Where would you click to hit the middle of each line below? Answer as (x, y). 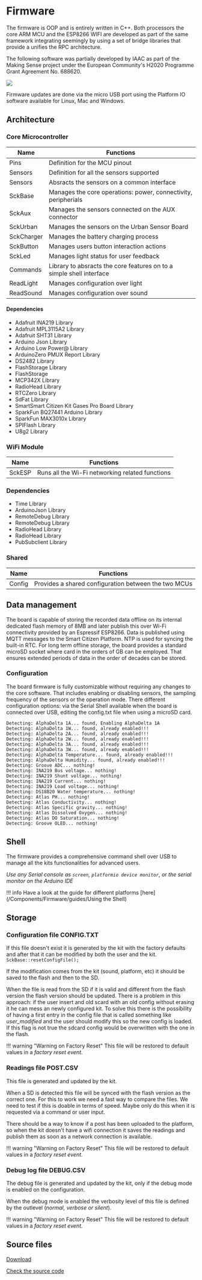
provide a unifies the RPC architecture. (54, 47)
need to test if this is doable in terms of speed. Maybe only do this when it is (101, 1105)
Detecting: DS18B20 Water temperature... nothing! (71, 791)
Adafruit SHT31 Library (43, 335)
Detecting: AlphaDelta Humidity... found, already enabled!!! (86, 760)
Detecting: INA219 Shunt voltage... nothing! (64, 776)
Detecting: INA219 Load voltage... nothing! (63, 786)
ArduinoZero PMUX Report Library (57, 354)
